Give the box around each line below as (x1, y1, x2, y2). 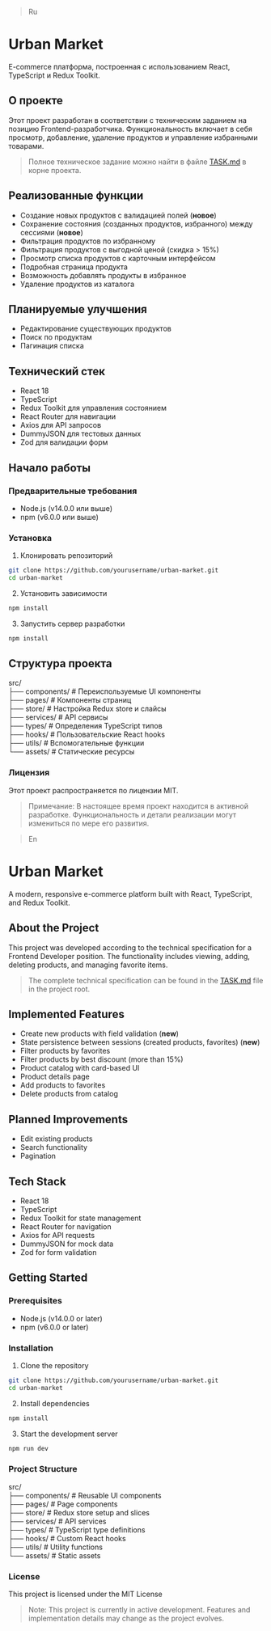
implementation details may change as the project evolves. (28, 1613, 225, 1624)
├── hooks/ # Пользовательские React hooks (8, 729, 166, 739)
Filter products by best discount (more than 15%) (19, 1054, 184, 1064)
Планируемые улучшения (8, 302, 147, 316)
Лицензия (8, 767, 50, 779)
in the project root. (28, 984, 91, 994)
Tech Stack (8, 1174, 66, 1188)
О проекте (8, 94, 63, 108)
